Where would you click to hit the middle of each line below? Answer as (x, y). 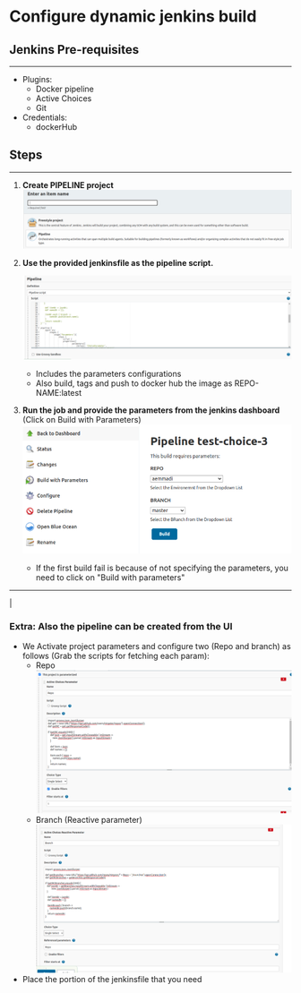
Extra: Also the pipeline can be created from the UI (121, 627)
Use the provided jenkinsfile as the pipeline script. (118, 262)
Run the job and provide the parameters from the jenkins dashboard (151, 410)
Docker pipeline (64, 89)
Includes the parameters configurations (108, 373)
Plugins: (37, 79)
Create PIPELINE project (68, 184)
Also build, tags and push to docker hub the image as (134, 383)
